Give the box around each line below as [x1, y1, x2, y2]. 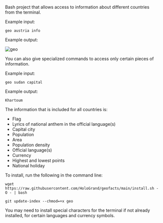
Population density [12, 142, 50, 148]
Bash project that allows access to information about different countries [5, 4, 150, 10]
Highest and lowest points [12, 157, 65, 163]
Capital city [12, 127, 35, 132]
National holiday [12, 163, 45, 168]
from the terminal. [5, 9, 42, 15]
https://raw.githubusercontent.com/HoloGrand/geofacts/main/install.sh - [5, 186, 159, 191]
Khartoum [5, 98, 23, 103]
